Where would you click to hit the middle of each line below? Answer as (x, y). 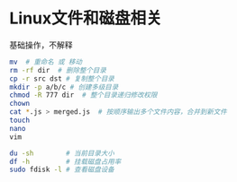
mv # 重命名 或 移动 (46, 62)
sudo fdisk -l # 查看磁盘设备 (62, 170)
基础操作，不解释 (41, 45)
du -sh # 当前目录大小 (62, 153)
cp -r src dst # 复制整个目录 (62, 78)
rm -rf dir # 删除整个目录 (58, 70)
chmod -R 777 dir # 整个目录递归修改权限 (83, 95)
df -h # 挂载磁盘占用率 (65, 161)
